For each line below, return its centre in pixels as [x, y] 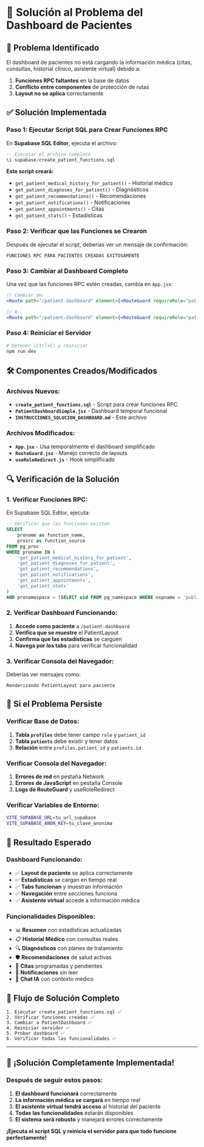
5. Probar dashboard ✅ [36, 1033]
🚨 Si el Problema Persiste [54, 704]
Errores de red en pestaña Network [59, 776]
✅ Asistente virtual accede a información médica [77, 900]
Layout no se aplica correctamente [59, 93]
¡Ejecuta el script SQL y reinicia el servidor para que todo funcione [92, 1131]
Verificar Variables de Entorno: [53, 805]
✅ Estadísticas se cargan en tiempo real [66, 880]
